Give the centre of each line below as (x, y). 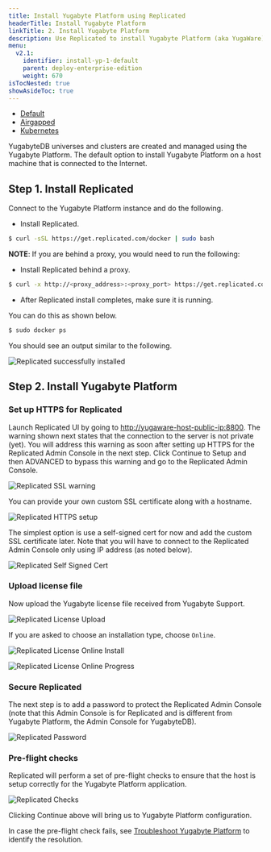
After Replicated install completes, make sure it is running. (117, 300)
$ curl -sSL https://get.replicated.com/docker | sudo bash (112, 239)
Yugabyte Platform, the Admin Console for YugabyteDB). (102, 721)
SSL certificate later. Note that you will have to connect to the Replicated (129, 541)
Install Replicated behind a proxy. (75, 270)
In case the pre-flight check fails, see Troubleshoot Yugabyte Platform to (129, 831)
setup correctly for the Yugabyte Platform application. (98, 784)
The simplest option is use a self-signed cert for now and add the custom (130, 532)
